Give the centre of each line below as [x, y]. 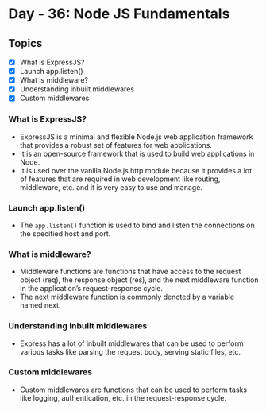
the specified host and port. [65, 233]
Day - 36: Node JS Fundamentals [119, 14]
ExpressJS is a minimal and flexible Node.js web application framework [136, 137]
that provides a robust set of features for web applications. [116, 145]
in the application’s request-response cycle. [91, 289]
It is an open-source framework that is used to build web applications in [137, 153]
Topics [25, 43]
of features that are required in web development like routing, [120, 179]
